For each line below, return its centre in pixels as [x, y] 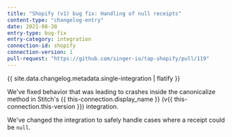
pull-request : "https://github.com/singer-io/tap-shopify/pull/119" [108, 59]
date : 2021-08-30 [32, 26]
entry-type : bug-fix [37, 33]
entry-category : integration [49, 39]
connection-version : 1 [40, 53]
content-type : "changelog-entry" [56, 20]
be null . [19, 127]
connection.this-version [41, 106]
